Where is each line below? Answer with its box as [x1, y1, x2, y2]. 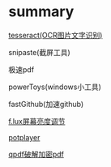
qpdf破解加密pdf [8, 149, 65, 159]
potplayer [8, 132, 41, 142]
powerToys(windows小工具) [8, 82, 101, 92]
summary [8, 2, 75, 21]
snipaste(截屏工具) [8, 47, 70, 57]
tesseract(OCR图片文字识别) [8, 30, 103, 40]
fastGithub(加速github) [8, 99, 84, 109]
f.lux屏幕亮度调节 [8, 116, 66, 126]
